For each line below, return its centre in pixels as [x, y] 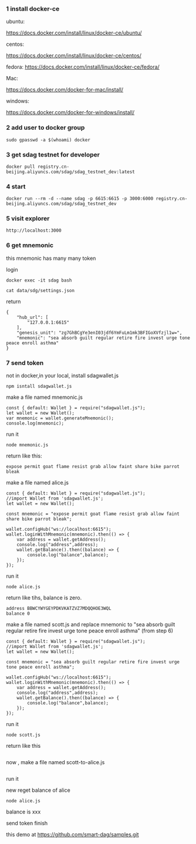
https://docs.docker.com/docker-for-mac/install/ [65, 90]
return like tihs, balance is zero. [44, 598]
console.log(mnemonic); [35, 423]
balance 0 [18, 614]
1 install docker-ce [33, 9]
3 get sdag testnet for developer [53, 154]
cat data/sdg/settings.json [40, 290]
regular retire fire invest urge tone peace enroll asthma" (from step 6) [90, 631]
